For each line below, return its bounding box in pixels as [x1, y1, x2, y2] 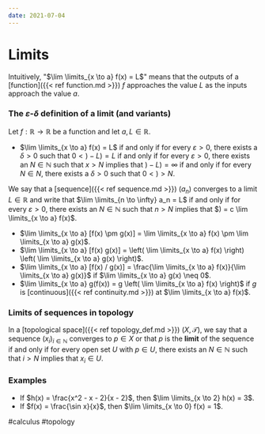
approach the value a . [8, 89, 80, 98]
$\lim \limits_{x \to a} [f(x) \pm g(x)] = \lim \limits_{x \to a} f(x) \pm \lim [19, 228, 249, 238]
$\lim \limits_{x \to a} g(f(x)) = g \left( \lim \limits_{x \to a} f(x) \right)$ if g [19, 278, 257, 289]
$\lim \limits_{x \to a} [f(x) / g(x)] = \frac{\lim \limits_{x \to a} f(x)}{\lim [19, 262, 247, 271]
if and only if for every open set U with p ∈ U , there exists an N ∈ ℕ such [8, 345, 248, 354]
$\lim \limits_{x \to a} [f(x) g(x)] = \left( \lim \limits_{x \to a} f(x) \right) [19, 245, 245, 255]
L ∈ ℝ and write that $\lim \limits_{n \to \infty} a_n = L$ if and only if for [8, 194, 241, 204]
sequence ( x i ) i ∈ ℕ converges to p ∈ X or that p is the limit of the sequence [8, 334, 255, 345]
